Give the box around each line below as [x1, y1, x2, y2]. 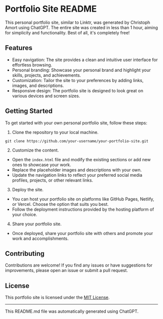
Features [5, 44, 33, 52]
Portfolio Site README [5, 3, 97, 15]
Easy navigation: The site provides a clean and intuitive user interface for [12, 57, 158, 63]
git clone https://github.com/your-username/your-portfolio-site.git [5, 138, 149, 144]
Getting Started [5, 107, 53, 115]
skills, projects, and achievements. [12, 72, 81, 78]
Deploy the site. [12, 186, 44, 192]
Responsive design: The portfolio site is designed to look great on [12, 87, 144, 93]
